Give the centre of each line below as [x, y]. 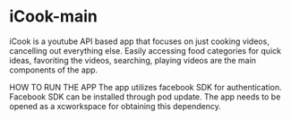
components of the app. [54, 70]
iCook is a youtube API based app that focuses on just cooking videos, [140, 41]
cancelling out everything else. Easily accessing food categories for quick [145, 50]
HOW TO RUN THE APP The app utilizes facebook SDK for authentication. [145, 87]
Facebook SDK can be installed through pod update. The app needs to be [145, 97]
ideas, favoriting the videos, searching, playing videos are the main [133, 60]
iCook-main [54, 17]
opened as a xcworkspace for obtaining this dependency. [115, 106]
